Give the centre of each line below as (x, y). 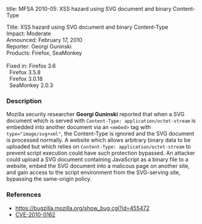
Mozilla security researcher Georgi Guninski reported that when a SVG (96, 114)
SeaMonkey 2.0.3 (31, 85)
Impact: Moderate (29, 33)
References (24, 195)
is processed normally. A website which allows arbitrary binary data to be (99, 140)
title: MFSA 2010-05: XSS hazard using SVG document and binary (89, 9)
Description (24, 101)
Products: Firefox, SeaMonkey (44, 53)
